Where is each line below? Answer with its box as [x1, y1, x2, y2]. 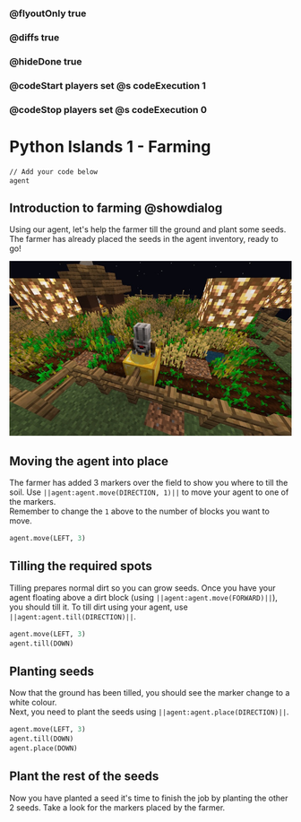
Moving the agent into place [9, 454, 168, 469]
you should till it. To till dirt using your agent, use [9, 601, 188, 612]
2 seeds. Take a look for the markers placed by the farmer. [9, 801, 226, 813]
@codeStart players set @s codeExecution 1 [9, 79, 206, 91]
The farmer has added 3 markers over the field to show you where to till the [9, 477, 288, 488]
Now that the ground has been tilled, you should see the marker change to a [9, 688, 290, 698]
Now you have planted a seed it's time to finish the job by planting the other [9, 792, 288, 803]
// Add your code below [9, 167, 99, 177]
